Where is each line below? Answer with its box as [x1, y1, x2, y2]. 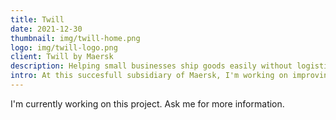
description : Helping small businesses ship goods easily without [10, 61, 293, 71]
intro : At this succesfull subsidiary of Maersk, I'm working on [10, 71, 288, 81]
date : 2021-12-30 [10, 24, 83, 34]
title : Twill [10, 14, 65, 25]
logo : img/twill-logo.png [10, 42, 118, 53]
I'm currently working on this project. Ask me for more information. [10, 97, 285, 110]
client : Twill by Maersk [10, 52, 114, 62]
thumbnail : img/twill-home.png [10, 33, 141, 43]
